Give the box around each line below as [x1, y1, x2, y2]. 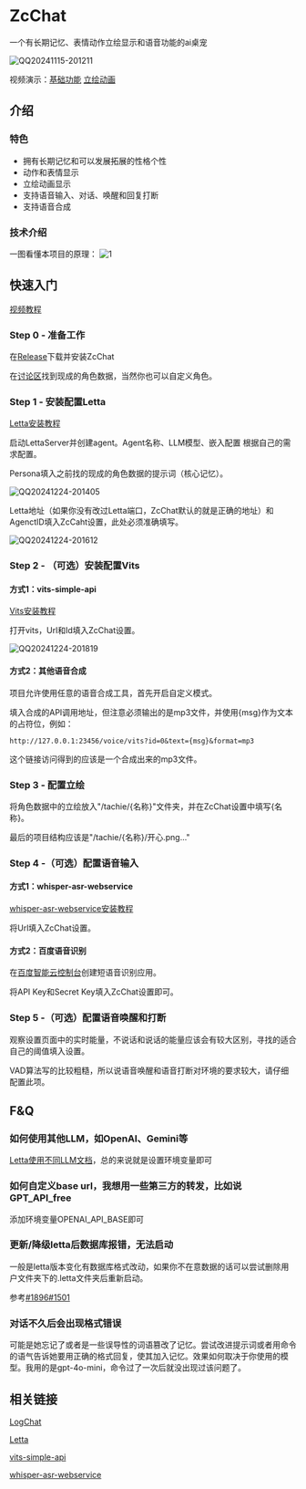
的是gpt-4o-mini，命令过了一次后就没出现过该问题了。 [40, 1362, 247, 1373]
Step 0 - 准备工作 [9, 328, 86, 341]
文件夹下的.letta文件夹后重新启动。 [16, 1272, 148, 1283]
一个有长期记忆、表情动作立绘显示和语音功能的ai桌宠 [9, 36, 208, 47]
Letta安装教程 [9, 418, 61, 429]
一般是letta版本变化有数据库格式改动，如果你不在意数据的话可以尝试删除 [9, 1261, 281, 1272]
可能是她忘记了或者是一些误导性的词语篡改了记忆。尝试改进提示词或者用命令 [9, 1339, 297, 1350]
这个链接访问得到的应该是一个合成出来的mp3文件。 [9, 754, 202, 765]
